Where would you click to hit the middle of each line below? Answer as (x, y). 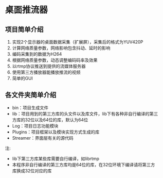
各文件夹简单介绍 (31, 95)
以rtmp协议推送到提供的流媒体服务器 (49, 66)
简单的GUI (22, 78)
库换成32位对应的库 (32, 171)
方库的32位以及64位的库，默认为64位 (50, 120)
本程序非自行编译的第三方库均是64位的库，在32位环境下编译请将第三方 (83, 164)
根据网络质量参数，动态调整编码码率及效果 (55, 60)
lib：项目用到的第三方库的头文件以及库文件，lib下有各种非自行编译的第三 (85, 113)
